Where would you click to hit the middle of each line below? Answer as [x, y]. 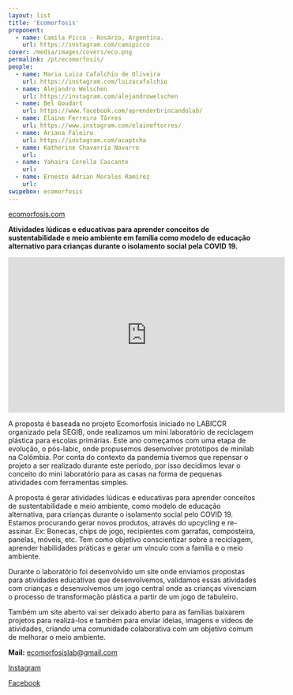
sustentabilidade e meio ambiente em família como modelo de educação [130, 237]
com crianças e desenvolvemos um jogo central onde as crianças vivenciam [132, 588]
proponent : [26, 30]
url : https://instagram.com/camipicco [86, 45]
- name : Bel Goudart [49, 103]
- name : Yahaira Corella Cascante [72, 163]
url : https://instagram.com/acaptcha [85, 140]
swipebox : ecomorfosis [45, 191]
